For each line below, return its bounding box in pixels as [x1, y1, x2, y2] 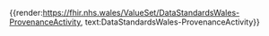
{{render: [9, 8, 43, 18]
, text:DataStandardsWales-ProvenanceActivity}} [80, 17, 260, 27]
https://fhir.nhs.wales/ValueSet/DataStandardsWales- [42, 8, 240, 18]
